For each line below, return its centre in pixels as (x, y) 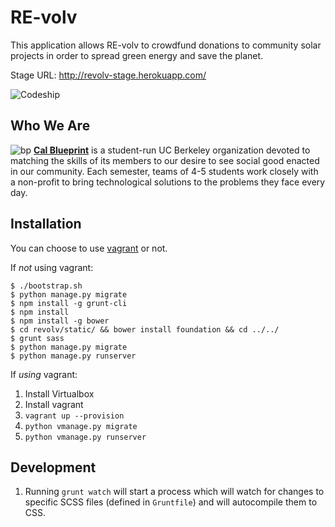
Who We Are (50, 126)
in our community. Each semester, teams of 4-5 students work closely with (164, 171)
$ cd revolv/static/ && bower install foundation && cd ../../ (145, 329)
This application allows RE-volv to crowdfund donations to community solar (166, 45)
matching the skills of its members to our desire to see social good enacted (165, 160)
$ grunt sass (37, 338)
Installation (46, 224)
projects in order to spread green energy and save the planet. (137, 55)
